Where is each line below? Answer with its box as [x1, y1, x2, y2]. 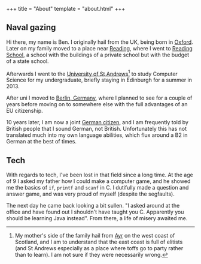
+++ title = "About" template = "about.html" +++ [6, 5, 126, 12]
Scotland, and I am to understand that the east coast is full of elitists [14, 238, 183, 245]
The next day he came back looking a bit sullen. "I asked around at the [6, 202, 180, 209]
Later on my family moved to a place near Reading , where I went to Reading [6, 44, 193, 52]
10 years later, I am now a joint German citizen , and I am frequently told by [6, 119, 188, 126]
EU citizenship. [6, 107, 43, 115]
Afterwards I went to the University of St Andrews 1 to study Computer [6, 69, 178, 77]
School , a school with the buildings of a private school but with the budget [6, 51, 190, 58]
